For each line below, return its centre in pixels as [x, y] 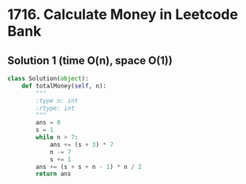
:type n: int [57, 100]
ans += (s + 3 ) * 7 [81, 145]
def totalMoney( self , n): [64, 86]
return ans [54, 174]
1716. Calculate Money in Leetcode [123, 15]
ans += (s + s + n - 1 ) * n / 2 [89, 167]
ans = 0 [48, 123]
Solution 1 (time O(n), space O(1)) [90, 60]
